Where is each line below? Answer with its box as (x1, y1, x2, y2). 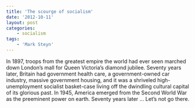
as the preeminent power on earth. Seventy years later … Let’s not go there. (6, 95, 190, 102)
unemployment (6, 83, 43, 90)
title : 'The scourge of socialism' (6, 8, 94, 15)
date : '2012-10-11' (6, 14, 54, 20)
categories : (6, 25, 35, 31)
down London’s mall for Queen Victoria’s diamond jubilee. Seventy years (6, 64, 181, 71)
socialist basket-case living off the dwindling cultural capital (44, 83, 190, 90)
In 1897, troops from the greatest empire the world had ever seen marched (6, 57, 187, 65)
